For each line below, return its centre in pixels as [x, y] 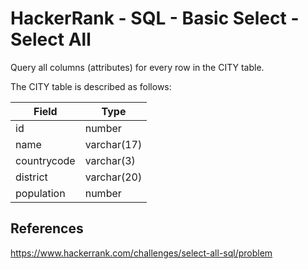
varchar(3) [110, 160]
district [31, 177]
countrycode [45, 160]
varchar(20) [113, 177]
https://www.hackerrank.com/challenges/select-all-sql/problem [141, 253]
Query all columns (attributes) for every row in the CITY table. [137, 67]
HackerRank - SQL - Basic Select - [155, 18]
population [40, 193]
